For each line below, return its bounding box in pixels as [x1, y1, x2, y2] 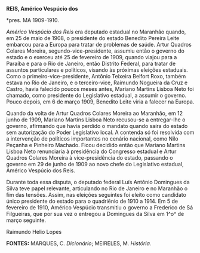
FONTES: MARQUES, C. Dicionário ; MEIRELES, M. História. [6, 240, 152, 247]
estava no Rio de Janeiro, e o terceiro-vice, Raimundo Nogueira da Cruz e [6, 79, 188, 86]
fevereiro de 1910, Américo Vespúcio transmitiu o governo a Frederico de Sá [6, 204, 193, 211]
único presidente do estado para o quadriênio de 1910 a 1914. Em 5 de [6, 197, 178, 205]
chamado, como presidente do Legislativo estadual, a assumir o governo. [6, 92, 187, 99]
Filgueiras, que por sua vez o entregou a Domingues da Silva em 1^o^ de [6, 211, 184, 217]
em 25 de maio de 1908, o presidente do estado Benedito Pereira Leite [6, 35, 180, 41]
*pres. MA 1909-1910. [6, 17, 60, 23]
